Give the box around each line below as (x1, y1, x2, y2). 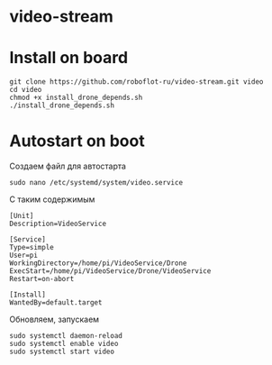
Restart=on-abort (9, 275, 75, 284)
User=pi (9, 251, 39, 260)
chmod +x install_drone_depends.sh (9, 93, 143, 103)
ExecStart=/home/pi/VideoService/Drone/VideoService (9, 267, 212, 276)
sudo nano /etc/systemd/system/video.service (9, 178, 183, 187)
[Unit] (9, 212, 34, 221)
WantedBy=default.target (9, 298, 103, 307)
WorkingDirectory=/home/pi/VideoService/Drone (9, 259, 187, 268)
